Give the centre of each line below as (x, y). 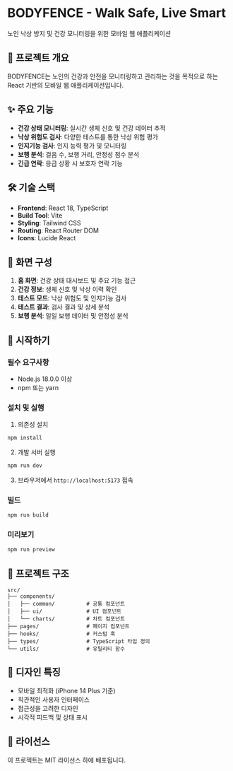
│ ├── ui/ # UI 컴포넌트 (65, 612)
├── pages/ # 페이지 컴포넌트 (69, 627)
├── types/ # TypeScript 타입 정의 (79, 642)
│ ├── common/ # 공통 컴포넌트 (66, 604)
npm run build (28, 515)
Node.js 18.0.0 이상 (45, 379)
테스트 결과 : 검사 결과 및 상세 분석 (64, 307)
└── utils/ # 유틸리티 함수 (66, 649)
